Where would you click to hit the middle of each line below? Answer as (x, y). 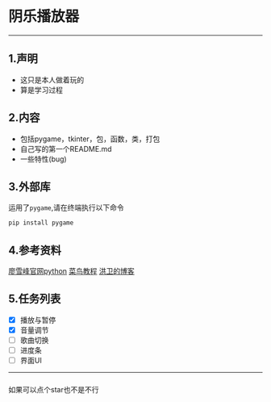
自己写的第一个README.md (66, 149)
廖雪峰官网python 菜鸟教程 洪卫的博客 (71, 271)
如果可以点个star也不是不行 (54, 390)
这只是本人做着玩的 (52, 80)
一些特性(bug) (43, 159)
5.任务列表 (35, 299)
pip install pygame (41, 223)
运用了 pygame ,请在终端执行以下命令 (66, 207)
